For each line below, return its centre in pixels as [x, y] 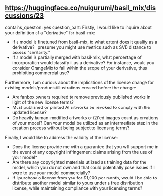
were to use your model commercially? [51, 173]
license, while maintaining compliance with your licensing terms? [77, 188]
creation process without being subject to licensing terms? [71, 128]
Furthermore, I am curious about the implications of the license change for [80, 82]
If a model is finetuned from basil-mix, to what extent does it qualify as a [84, 42]
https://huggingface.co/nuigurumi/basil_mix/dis [81, 8]
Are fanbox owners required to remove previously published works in [81, 97]
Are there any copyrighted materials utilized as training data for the [79, 162]
